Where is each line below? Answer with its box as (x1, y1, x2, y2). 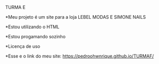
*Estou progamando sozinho (5, 34, 66, 39)
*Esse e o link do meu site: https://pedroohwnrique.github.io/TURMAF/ (5, 53, 154, 59)
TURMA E (5, 5, 26, 10)
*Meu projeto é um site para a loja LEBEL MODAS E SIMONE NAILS (5, 14, 146, 20)
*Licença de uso (5, 43, 41, 49)
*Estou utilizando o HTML (5, 24, 60, 30)
